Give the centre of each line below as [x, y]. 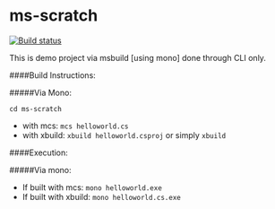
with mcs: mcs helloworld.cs [75, 126]
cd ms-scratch [36, 109]
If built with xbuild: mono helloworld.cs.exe [101, 196]
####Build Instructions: [52, 75]
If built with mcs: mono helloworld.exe [92, 187]
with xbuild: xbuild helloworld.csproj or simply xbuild [124, 135]
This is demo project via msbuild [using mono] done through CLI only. [138, 57]
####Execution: [39, 152]
